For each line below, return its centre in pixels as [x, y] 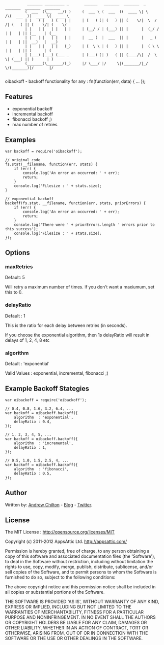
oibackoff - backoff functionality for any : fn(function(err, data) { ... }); [75, 81]
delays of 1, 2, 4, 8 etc [27, 340]
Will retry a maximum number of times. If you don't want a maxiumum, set [80, 287]
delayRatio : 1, [31, 447]
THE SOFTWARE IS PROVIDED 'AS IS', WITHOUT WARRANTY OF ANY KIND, [82, 602]
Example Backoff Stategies [47, 389]
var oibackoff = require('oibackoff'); [46, 400]
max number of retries [35, 124]
